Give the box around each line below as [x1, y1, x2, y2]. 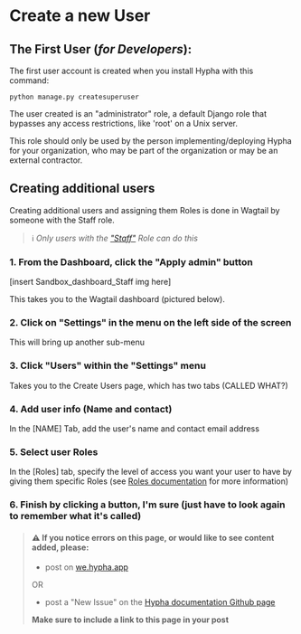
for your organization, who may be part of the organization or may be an [9, 146, 278, 156]
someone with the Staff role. [9, 214, 115, 225]
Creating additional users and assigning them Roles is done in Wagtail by [9, 204, 280, 215]
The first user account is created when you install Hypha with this [9, 65, 254, 76]
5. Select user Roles [9, 445, 99, 458]
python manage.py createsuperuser [9, 92, 140, 101]
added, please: [31, 542, 89, 553]
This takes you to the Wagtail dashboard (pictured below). [9, 294, 226, 305]
